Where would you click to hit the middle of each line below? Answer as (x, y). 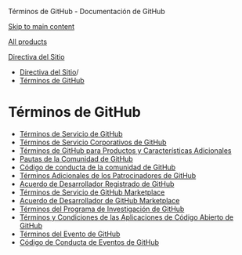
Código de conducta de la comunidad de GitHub (98, 167)
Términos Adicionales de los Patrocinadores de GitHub (108, 175)
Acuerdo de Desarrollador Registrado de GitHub (97, 184)
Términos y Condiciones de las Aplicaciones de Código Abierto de (126, 217)
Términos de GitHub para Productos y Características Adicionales (125, 150)
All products (28, 42)
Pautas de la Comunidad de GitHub (76, 158)
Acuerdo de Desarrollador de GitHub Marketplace (99, 200)
